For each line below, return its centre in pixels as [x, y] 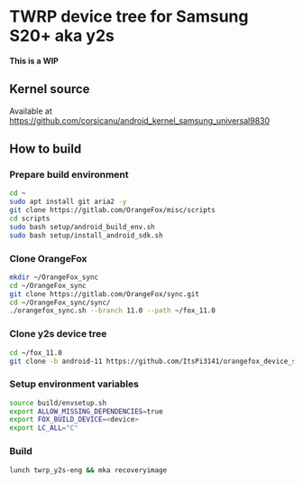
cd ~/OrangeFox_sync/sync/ [60, 302]
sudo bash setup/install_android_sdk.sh [87, 235]
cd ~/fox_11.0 [36, 353]
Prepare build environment [69, 175]
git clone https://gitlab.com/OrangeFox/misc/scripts [113, 210]
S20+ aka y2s [62, 36]
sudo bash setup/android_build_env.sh [82, 227]
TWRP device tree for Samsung [129, 17]
